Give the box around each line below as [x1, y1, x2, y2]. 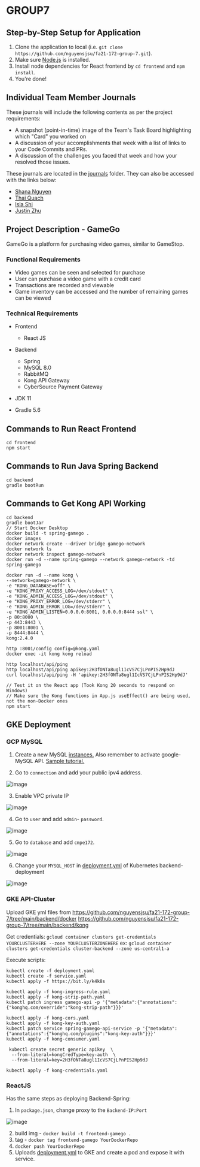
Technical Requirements [6, 309, 79, 318]
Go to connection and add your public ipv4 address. [14, 769, 142, 776]
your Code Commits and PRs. [14, 145, 88, 153]
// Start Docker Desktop [6, 525, 68, 531]
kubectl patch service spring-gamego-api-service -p [6, 1026, 140, 1032]
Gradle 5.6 [14, 406, 41, 414]
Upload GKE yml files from [6, 909, 72, 916]
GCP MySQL [6, 737, 43, 746]
